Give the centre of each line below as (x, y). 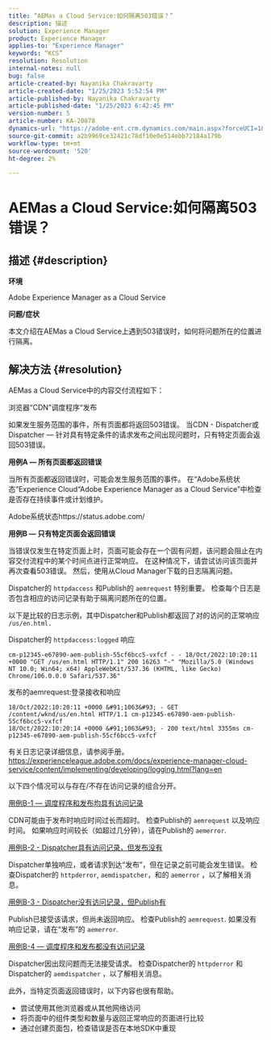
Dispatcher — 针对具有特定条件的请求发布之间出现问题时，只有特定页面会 (131, 435)
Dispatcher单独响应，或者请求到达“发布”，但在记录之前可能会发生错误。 (128, 865)
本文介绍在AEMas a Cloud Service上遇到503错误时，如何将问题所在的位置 (132, 331)
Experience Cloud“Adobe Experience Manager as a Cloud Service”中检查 (140, 489)
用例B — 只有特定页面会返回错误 (62, 534)
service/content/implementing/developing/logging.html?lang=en (115, 770)
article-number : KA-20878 (52, 121)
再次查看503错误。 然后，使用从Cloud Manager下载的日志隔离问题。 (123, 571)
